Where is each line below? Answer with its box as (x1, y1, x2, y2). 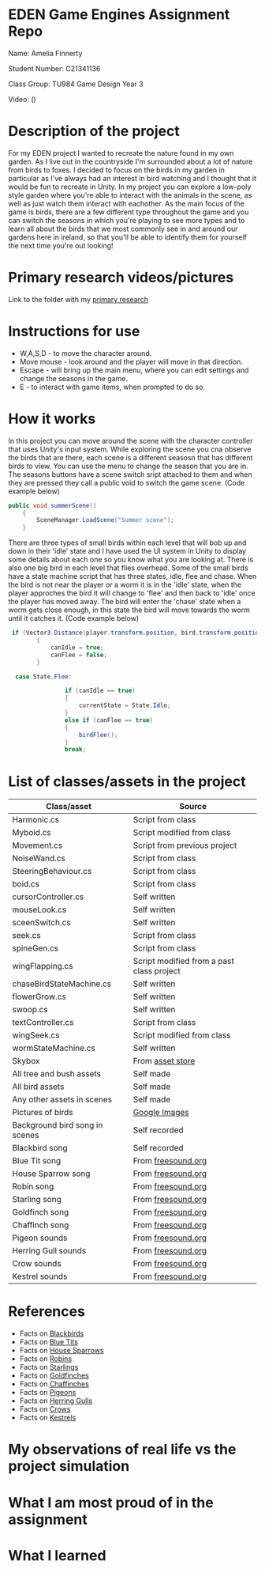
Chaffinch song (12, 1219, 69, 1231)
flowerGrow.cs (12, 991, 67, 1002)
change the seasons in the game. (19, 373, 129, 383)
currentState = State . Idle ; (78, 701, 171, 709)
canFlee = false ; (50, 651, 108, 659)
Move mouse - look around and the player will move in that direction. (19, 357, 243, 366)
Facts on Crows (19, 1405, 71, 1414)
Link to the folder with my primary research (8, 294, 148, 304)
